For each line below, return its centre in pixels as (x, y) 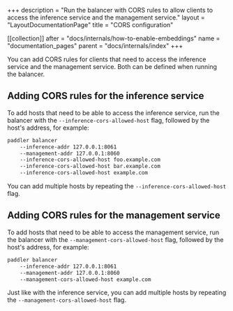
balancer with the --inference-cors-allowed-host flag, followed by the (108, 120)
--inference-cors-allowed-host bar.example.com (90, 167)
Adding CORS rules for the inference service (106, 96)
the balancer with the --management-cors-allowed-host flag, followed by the (115, 239)
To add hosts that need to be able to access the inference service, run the (113, 113)
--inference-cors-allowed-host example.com (84, 173)
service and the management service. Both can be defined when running (112, 67)
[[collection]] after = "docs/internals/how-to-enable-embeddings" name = (114, 38)
